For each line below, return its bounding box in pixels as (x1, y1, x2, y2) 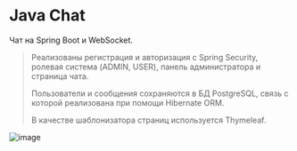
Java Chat (9, 5, 87, 26)
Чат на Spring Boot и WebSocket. (9, 35, 134, 45)
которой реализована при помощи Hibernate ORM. (30, 97, 225, 107)
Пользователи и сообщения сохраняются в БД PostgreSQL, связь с (30, 88, 289, 99)
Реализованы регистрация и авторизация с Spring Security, (30, 52, 259, 62)
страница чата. (30, 70, 89, 81)
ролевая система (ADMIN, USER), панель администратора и (30, 61, 261, 72)
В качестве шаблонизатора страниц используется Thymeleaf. (30, 115, 267, 125)
